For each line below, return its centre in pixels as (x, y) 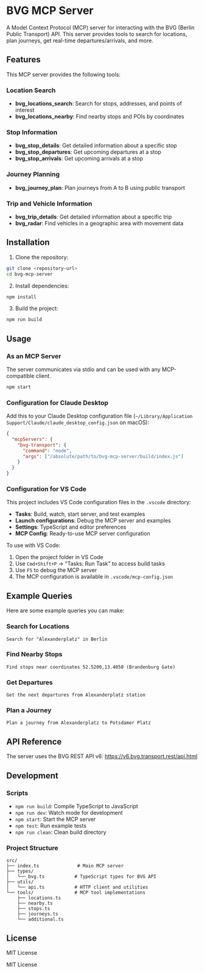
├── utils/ (20, 882)
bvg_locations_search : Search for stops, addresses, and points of (98, 104)
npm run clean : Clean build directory (61, 832)
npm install (21, 297)
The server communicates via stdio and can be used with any (83, 369)
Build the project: (37, 308)
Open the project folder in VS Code (59, 557)
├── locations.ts (39, 898)
